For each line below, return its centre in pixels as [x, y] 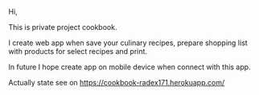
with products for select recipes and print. [78, 51]
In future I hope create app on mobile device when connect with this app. [129, 67]
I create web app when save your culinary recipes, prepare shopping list [128, 43]
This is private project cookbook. [63, 27]
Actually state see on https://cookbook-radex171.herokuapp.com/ [117, 83]
